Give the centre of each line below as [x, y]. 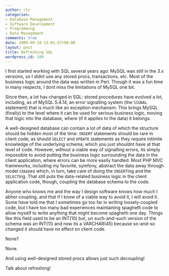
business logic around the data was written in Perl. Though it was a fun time [84, 82]
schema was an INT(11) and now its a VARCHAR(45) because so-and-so [80, 224]
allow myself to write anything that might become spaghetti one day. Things [84, 213]
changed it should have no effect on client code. [55, 229]
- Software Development [30, 24]
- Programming [20, 29]
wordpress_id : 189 [24, 57]
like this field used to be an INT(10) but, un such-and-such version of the [81, 218]
